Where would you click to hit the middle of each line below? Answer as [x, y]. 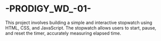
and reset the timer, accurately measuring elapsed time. [63, 33]
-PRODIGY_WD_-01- [48, 9]
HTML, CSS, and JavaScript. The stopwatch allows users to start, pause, [81, 27]
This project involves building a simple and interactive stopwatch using [79, 22]
